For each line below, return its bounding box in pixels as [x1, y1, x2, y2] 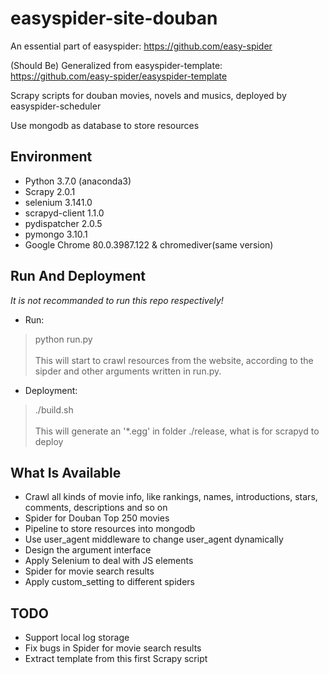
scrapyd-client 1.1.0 [24, 207, 105, 219]
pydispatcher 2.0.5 [24, 217, 103, 229]
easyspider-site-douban [10, 7, 218, 30]
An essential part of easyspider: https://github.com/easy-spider [10, 40, 273, 52]
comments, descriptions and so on [24, 502, 168, 514]
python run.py [34, 333, 93, 345]
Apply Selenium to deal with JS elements [24, 555, 194, 567]
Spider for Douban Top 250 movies [24, 512, 170, 524]
